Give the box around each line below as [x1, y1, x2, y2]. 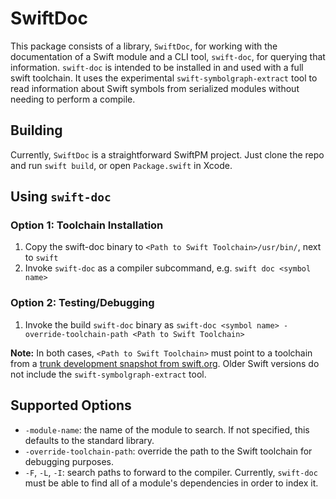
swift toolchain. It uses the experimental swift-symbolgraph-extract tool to [10, 72, 318, 84]
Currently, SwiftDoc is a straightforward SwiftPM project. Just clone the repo [10, 148, 325, 161]
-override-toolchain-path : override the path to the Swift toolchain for [24, 445, 313, 457]
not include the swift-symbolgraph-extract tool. [10, 368, 207, 380]
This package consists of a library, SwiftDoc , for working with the [10, 40, 278, 52]
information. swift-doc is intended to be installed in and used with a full [10, 61, 304, 73]
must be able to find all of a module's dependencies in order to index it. [24, 477, 319, 489]
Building [10, 122, 63, 139]
